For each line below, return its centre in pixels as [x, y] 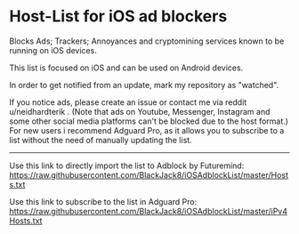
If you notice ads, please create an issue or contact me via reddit [128, 102]
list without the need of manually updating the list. [101, 140]
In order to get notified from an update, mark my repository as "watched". [144, 85]
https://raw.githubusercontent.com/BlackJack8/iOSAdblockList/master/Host [149, 174]
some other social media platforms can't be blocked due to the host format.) [149, 121]
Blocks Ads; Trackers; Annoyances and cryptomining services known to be [147, 41]
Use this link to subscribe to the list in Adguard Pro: [103, 201]
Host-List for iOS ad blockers [118, 16]
